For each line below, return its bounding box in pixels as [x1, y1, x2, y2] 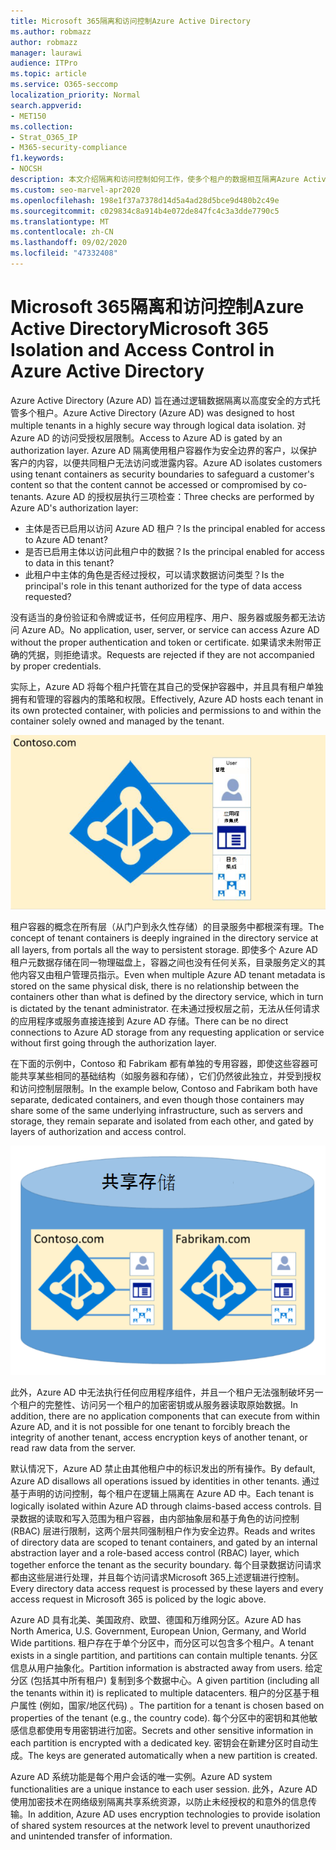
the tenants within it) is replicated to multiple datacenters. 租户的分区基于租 [10, 1686, 320, 1699]
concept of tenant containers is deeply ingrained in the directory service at [10, 931, 319, 944]
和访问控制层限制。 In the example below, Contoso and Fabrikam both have [10, 1082, 318, 1094]
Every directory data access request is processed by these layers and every [10, 1582, 324, 1594]
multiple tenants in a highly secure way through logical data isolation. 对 [10, 419, 307, 431]
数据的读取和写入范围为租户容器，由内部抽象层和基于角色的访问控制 [18, 1512, 300, 1524]
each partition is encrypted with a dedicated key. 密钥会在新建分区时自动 [10, 1736, 310, 1749]
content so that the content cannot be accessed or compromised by [10, 478, 291, 490]
